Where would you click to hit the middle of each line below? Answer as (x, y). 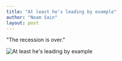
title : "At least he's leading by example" (62, 12)
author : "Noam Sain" (32, 17)
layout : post (23, 23)
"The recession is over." (36, 40)
